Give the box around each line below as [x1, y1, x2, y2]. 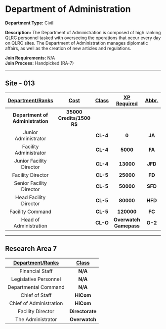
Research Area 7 [5, 244, 57, 253]
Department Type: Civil [5, 20, 53, 26]
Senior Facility [14, 179, 47, 186]
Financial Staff [19, 268, 53, 274]
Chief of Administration [9, 300, 63, 307]
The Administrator [15, 316, 57, 323]
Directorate [69, 308, 97, 315]
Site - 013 [5, 79, 35, 88]
